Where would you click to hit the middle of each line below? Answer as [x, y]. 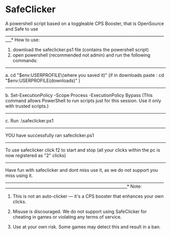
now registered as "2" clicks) [36, 155]
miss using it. [19, 175]
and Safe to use [22, 29]
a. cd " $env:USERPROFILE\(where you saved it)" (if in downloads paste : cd [85, 75]
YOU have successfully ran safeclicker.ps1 [50, 135]
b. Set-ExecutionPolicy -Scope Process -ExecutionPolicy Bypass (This [79, 95]
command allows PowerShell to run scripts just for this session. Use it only [83, 100]
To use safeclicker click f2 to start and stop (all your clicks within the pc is [83, 150]
